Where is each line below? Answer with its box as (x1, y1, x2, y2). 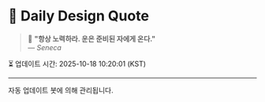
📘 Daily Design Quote (8, 7, 150, 25)
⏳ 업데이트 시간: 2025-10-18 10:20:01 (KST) (8, 59, 147, 68)
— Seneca (27, 42, 62, 52)
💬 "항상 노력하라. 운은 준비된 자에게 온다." (27, 34, 156, 43)
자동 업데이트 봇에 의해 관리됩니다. (8, 86, 114, 95)
